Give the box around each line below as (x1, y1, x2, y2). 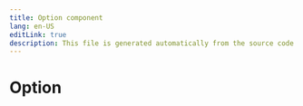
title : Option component (9, 13, 103, 23)
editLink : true (9, 30, 67, 39)
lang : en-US (9, 22, 54, 31)
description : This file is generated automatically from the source (9, 38, 274, 48)
